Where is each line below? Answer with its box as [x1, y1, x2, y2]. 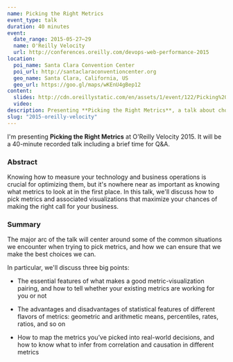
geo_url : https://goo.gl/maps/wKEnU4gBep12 [13, 81, 141, 88]
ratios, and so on [17, 320, 66, 328]
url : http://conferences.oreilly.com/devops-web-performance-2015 [13, 49, 209, 56]
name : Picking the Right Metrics [7, 10, 104, 17]
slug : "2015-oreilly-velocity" [7, 113, 98, 120]
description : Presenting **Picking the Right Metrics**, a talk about [7, 107, 216, 114]
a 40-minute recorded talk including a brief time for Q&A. [7, 139, 170, 148]
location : [7, 55, 36, 62]
